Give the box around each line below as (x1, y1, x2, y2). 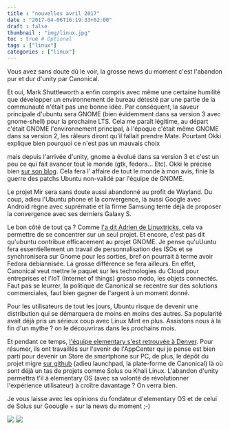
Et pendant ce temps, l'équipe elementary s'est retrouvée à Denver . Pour (7, 337, 213, 345)
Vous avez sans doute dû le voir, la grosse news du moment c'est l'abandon (7, 67, 222, 76)
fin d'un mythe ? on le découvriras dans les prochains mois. (7, 324, 177, 332)
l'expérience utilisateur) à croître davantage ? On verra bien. (7, 381, 178, 389)
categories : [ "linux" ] (7, 49, 76, 56)
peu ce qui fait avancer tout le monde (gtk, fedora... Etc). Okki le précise (7, 160, 211, 168)
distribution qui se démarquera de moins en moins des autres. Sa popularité (7, 309, 222, 317)
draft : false (7, 23, 48, 30)
